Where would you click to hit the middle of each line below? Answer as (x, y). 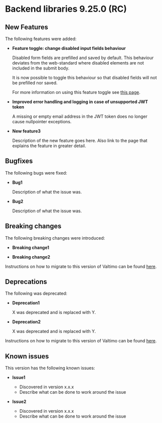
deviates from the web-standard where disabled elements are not (78, 63)
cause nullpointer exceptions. (42, 122)
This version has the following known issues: (50, 368)
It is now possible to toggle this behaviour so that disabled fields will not (84, 78)
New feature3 (26, 131)
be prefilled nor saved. (35, 83)
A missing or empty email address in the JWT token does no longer (80, 116)
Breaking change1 (31, 247)
